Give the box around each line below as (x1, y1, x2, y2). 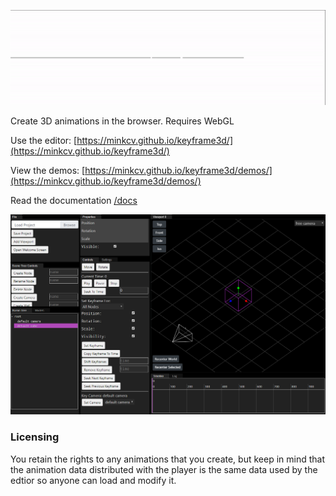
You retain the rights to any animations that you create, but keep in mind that (10, 453, 325, 465)
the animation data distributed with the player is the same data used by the (10, 463, 318, 475)
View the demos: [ (10, 165, 86, 177)
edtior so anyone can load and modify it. (10, 474, 177, 486)
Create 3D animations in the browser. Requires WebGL (10, 115, 235, 127)
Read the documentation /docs (10, 195, 138, 207)
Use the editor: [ (10, 135, 78, 147)
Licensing (10, 430, 60, 444)
